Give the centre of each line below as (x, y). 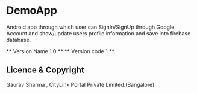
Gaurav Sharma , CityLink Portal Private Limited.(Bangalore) (80, 84)
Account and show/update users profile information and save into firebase (98, 33)
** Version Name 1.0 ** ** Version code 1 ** (61, 51)
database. (19, 40)
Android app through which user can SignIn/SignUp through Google (90, 27)
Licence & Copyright (45, 70)
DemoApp (32, 10)
